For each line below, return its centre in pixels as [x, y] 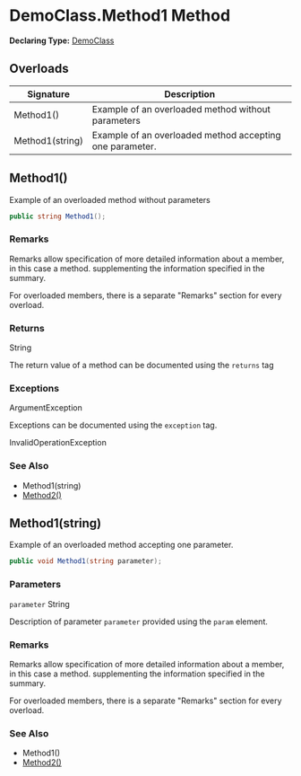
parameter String [39, 604]
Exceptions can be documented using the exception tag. [113, 425]
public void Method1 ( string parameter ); [86, 561]
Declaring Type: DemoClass [62, 40]
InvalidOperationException [58, 443]
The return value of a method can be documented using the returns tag [142, 366]
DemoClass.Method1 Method [120, 16]
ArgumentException [46, 408]
